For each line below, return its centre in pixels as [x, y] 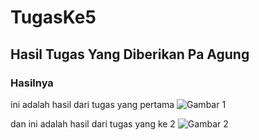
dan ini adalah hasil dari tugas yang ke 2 [93, 123]
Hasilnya [32, 83]
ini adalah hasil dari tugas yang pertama [92, 104]
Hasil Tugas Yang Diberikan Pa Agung [130, 54]
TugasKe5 [53, 17]
